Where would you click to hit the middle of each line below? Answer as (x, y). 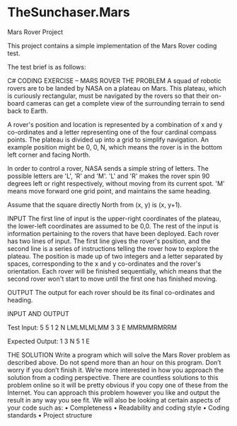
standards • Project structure (50, 415)
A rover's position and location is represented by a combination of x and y (115, 124)
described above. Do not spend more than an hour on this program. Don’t (114, 362)
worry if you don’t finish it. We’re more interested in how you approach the (116, 370)
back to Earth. (28, 111)
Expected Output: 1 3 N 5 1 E (48, 341)
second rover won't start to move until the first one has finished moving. (112, 279)
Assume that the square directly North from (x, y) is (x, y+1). (95, 204)
